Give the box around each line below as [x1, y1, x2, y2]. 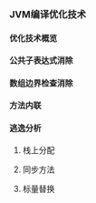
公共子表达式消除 [9, 55, 73, 66]
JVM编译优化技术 [9, 7, 87, 20]
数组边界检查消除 [9, 77, 73, 88]
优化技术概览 [9, 32, 57, 43]
